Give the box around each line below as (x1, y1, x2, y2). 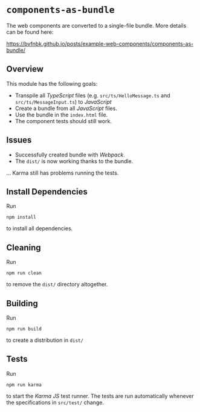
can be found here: (6, 28, 54, 36)
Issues (6, 135, 32, 146)
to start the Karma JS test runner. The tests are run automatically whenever (6, 392, 195, 399)
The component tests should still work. (15, 117, 112, 124)
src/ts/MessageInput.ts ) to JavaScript (15, 98, 112, 105)
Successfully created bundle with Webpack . (15, 151, 125, 158)
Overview (6, 64, 44, 74)
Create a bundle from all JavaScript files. (15, 105, 118, 112)
